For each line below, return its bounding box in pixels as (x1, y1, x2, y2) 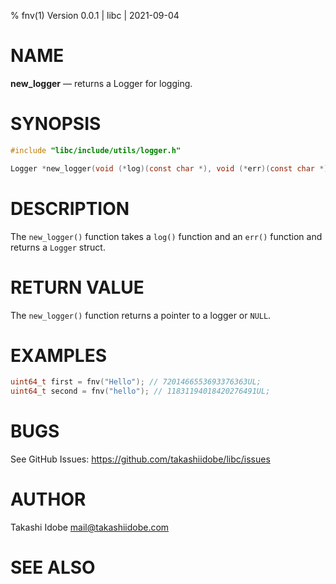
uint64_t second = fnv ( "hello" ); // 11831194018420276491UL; (10, 386, 271, 397)
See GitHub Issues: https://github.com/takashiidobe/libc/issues (10, 453, 271, 465)
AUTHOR (10, 488, 87, 511)
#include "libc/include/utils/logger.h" (10, 145, 182, 155)
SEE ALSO (10, 556, 96, 579)
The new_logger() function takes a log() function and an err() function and (10, 230, 323, 242)
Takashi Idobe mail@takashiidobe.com (10, 521, 170, 534)
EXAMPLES (10, 344, 107, 367)
